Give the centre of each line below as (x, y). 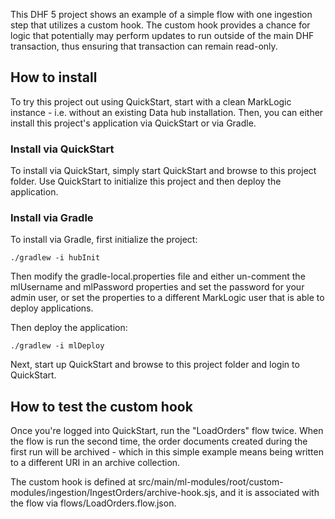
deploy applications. (52, 308)
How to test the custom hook (101, 406)
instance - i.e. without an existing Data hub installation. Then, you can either (167, 112)
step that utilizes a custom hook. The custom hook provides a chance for (160, 25)
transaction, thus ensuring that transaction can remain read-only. (144, 46)
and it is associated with (269, 493)
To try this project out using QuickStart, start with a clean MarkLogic (151, 101)
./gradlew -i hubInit (55, 258)
